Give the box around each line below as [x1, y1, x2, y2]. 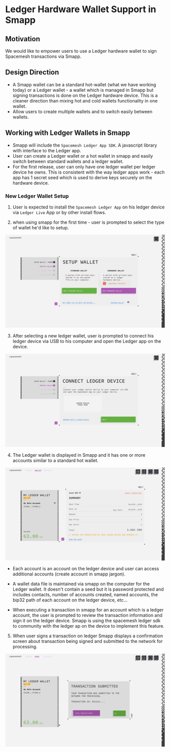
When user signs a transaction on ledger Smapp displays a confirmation [12, 633, 163, 639]
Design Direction [5, 68, 59, 77]
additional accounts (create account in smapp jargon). [12, 571, 125, 577]
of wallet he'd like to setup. [12, 224, 69, 230]
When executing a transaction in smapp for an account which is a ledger [12, 606, 164, 612]
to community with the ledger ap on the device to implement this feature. [12, 623, 164, 629]
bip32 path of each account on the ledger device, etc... [12, 597, 128, 603]
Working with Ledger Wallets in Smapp [5, 128, 131, 138]
